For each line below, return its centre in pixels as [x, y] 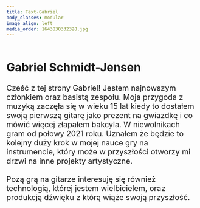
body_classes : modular [35, 18]
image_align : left [29, 23]
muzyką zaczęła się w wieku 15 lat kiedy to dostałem [100, 106]
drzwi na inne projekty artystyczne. [69, 161]
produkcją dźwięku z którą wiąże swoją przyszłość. [98, 198]
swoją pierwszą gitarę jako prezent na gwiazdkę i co [100, 116]
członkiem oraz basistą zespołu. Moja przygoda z [95, 97]
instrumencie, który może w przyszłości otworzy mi [98, 152]
